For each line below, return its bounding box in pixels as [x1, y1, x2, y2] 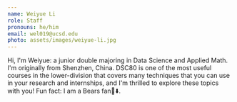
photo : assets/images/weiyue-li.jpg [7, 37, 116, 44]
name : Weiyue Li [7, 10, 56, 18]
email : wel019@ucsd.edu [7, 30, 79, 38]
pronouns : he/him [7, 23, 59, 30]
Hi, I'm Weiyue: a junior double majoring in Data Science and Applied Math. [7, 56, 228, 64]
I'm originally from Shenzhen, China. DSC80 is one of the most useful [7, 64, 212, 72]
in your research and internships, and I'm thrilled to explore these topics [7, 79, 219, 87]
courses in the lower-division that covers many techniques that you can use [7, 72, 231, 80]
